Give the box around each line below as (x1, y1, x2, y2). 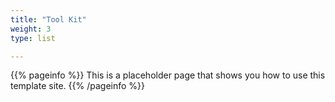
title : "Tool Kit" (10, 14, 87, 25)
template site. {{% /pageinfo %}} (10, 80, 146, 92)
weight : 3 (10, 24, 52, 34)
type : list (10, 33, 56, 43)
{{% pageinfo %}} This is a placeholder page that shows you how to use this (10, 69, 326, 81)
